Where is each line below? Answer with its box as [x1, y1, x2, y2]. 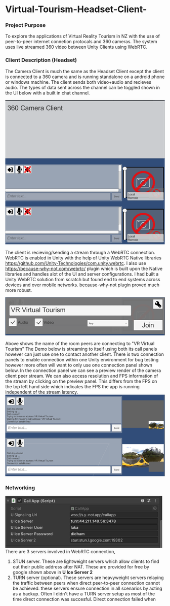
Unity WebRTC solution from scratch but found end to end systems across [5, 277, 160, 283]
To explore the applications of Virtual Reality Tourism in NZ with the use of [5, 33, 160, 39]
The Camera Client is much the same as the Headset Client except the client [5, 68, 164, 74]
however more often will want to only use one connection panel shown [5, 362, 153, 368]
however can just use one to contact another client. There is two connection [5, 351, 164, 357]
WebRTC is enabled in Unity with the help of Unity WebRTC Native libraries [5, 255, 162, 261]
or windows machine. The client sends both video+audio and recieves [5, 79, 152, 85]
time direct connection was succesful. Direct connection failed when [12, 596, 156, 602]
